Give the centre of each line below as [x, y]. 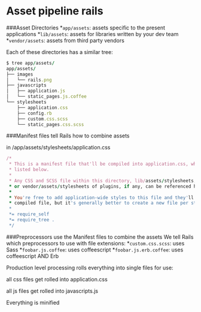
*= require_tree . [32, 220]
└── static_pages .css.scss [51, 124]
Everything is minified [33, 302]
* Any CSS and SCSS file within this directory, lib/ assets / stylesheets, [103, 181]
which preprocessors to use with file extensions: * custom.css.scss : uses [95, 243]
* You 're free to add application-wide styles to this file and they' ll [101, 197]
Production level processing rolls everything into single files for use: [90, 268]
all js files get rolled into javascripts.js [52, 291]
